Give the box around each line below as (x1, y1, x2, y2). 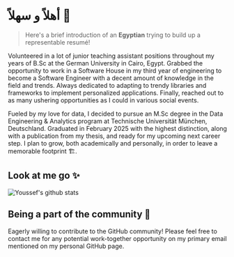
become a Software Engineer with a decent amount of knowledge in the (8, 74, 214, 82)
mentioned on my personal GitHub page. (8, 242, 125, 250)
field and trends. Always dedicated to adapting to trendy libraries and (8, 81, 207, 89)
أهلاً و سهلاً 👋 (8, 8, 72, 24)
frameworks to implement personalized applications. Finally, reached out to (8, 88, 224, 97)
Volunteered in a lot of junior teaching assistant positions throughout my (8, 52, 214, 60)
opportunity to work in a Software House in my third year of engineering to (8, 66, 222, 75)
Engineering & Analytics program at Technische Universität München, (8, 116, 208, 125)
